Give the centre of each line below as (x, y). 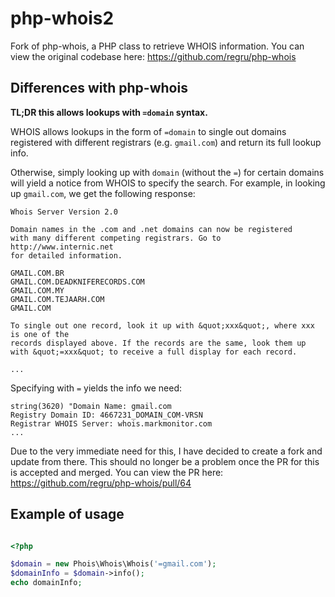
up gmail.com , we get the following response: (103, 193)
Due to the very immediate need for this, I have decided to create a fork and (166, 451)
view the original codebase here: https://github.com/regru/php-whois (153, 56)
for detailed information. (66, 255)
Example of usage (67, 514)
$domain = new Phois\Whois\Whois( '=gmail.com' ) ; (113, 564)
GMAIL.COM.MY (37, 290)
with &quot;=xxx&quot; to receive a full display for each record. (154, 352)
